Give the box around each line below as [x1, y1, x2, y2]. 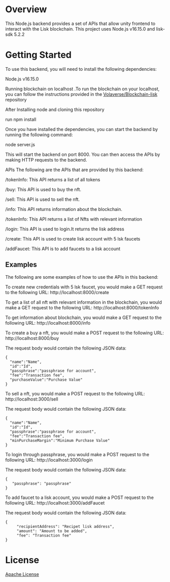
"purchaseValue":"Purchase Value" [10, 377, 83, 382]
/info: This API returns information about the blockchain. [5, 206, 123, 212]
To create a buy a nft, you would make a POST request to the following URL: [5, 330, 164, 336]
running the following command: [5, 131, 73, 138]
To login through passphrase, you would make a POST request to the [5, 451, 150, 457]
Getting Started [5, 49, 72, 61]
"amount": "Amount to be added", [16, 528, 87, 534]
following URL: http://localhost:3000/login [5, 457, 93, 463]
